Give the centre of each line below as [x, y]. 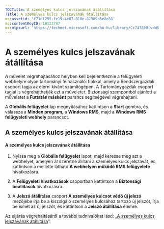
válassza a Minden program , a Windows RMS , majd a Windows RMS [76, 112]
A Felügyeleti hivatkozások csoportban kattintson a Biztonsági [77, 181]
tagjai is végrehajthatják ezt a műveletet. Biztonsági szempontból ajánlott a [81, 92]
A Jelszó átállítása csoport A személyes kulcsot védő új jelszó [77, 196]
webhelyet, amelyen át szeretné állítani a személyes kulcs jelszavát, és [84, 161]
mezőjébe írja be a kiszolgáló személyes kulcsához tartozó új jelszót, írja [85, 201]
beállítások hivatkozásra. [38, 186]
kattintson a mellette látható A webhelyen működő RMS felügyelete [81, 166]
